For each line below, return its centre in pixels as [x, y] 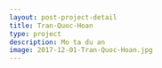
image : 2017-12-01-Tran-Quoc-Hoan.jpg [81, 50]
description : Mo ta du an [57, 42]
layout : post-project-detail [63, 17]
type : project [36, 34]
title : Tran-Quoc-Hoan [51, 26]
